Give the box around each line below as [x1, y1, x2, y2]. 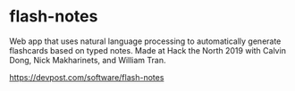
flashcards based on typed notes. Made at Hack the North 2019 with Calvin [9, 45, 286, 55]
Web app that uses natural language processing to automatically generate [9, 36, 282, 46]
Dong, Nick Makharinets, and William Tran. [9, 54, 166, 65]
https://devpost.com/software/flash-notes [9, 71, 164, 82]
